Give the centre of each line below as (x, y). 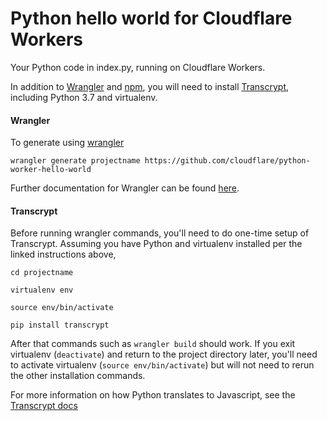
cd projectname (42, 273)
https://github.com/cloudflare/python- (227, 161)
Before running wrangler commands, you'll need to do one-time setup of (160, 233)
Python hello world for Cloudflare (151, 18)
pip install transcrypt (60, 325)
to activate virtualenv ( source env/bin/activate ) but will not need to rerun (162, 365)
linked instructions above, (63, 254)
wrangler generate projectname (75, 161)
